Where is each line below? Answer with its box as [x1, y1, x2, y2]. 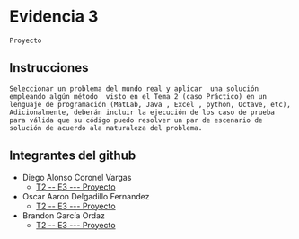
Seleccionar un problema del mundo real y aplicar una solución [9, 84, 259, 93]
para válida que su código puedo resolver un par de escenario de [9, 115, 263, 125]
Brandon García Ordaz [22, 209, 105, 221]
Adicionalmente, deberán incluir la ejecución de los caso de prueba [9, 108, 276, 117]
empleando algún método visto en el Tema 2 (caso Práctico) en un [9, 92, 268, 101]
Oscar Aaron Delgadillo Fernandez [22, 190, 150, 201]
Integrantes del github [9, 148, 136, 164]
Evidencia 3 [9, 6, 99, 27]
